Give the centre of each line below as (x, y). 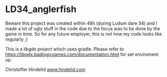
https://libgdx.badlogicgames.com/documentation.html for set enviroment (82, 54)
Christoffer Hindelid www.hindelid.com (45, 69)
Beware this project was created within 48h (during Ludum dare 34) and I (81, 23)
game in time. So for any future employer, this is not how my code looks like (84, 34)
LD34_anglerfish (41, 9)
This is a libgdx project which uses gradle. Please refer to (65, 49)
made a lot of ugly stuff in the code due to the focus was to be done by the (83, 28)
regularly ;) (17, 39)
